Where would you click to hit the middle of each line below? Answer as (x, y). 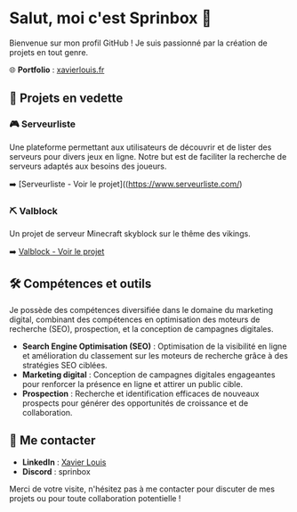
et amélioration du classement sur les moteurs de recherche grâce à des (155, 355)
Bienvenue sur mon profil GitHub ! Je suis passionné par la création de (139, 43)
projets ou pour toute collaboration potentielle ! (95, 498)
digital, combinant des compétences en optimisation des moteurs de (135, 319)
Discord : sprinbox (56, 471)
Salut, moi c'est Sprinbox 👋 (111, 18)
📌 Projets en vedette (66, 99)
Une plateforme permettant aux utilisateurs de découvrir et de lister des (140, 147)
